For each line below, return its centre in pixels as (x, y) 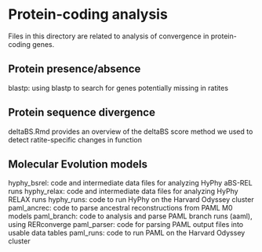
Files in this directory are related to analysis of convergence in (109, 36)
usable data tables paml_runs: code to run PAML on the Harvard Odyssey (127, 233)
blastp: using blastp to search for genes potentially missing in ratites (118, 88)
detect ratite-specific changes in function (75, 139)
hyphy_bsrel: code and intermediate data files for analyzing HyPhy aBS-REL (130, 183)
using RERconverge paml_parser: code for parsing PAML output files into (126, 225)
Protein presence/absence (75, 69)
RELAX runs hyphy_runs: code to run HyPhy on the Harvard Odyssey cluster (131, 200)
